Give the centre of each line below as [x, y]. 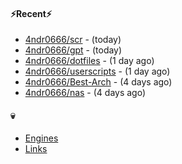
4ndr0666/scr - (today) [73, 40]
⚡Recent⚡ [31, 13]
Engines [41, 138]
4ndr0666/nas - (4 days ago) [85, 93]
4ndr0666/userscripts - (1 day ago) [97, 71]
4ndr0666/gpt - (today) [73, 50]
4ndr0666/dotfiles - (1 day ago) [89, 61]
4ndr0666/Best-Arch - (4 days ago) [98, 82]
